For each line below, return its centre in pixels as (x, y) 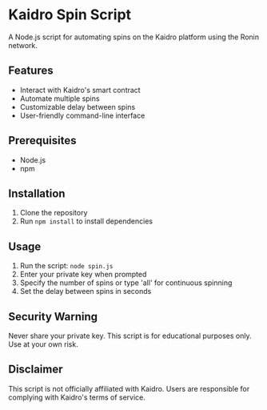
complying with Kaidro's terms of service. (77, 397)
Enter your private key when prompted (83, 275)
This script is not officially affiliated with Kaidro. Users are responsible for (129, 388)
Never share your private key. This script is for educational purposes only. (130, 336)
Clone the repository (54, 213)
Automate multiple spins (60, 98)
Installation (37, 193)
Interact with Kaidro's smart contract (80, 90)
